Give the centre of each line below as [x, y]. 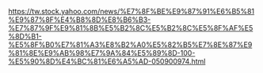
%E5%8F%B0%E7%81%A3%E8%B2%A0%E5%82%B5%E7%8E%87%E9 [130, 45]
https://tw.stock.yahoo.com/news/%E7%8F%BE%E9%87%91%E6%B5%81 [131, 11]
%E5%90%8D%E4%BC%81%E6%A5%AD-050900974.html [107, 61]
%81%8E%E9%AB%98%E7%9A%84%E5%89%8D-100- [102, 53]
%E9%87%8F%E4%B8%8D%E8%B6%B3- [80, 20]
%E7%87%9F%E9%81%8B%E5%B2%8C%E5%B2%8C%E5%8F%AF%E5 [131, 28]
